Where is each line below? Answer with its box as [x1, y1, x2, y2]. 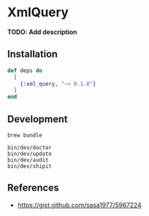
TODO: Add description [7, 28, 78, 36]
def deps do [7, 67, 42, 74]
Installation [7, 48, 58, 60]
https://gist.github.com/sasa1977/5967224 [17, 200, 142, 209]
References [7, 182, 59, 194]
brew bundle [7, 132, 42, 139]
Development [7, 113, 68, 125]
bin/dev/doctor [7, 144, 52, 151]
